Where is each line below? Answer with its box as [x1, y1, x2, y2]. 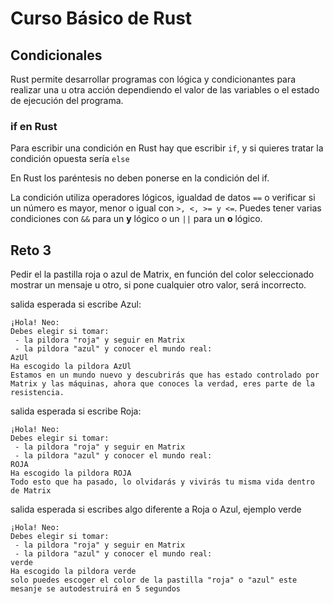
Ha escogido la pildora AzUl [10, 362, 132, 372]
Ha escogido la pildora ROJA [10, 468, 132, 479]
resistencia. [10, 388, 65, 398]
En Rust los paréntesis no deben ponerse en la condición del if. [10, 172, 270, 184]
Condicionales [10, 47, 103, 64]
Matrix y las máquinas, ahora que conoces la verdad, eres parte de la [10, 379, 315, 389]
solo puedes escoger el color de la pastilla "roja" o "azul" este [10, 575, 298, 586]
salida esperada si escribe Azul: [10, 298, 142, 311]
